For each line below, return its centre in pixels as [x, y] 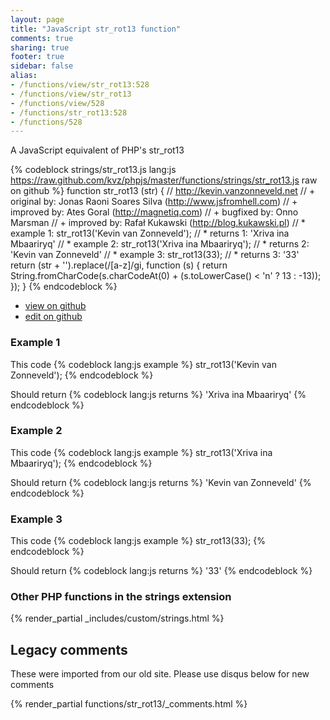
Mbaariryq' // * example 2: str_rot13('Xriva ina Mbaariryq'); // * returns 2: [160, 244]
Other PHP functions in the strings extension [121, 597]
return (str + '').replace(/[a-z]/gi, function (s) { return [119, 265]
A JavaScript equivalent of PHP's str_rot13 [97, 150]
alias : [24, 76]
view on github [55, 306]
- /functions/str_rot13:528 [69, 112]
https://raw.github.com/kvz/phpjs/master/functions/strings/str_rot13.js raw [164, 180]
